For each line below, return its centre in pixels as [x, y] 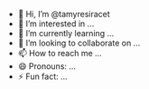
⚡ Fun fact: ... [42, 76]
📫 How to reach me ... [60, 53]
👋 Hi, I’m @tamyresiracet [64, 14]
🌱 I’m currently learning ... [66, 33]
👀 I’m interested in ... [56, 24]
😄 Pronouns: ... [47, 66]
